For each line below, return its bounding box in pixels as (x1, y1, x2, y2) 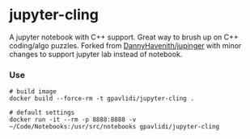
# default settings (9, 108, 75, 117)
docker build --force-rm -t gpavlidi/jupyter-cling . (9, 95, 195, 103)
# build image (9, 88, 57, 96)
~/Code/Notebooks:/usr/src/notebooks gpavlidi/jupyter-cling (9, 123, 220, 131)
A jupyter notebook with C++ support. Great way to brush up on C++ (9, 32, 239, 42)
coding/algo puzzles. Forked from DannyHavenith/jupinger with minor (9, 40, 242, 50)
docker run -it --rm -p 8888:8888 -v (9, 116, 137, 124)
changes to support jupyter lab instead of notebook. (9, 49, 183, 59)
